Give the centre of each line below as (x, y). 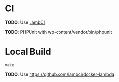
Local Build (28, 52)
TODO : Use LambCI (25, 22)
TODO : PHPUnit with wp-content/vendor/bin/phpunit (59, 32)
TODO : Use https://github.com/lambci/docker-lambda (60, 74)
